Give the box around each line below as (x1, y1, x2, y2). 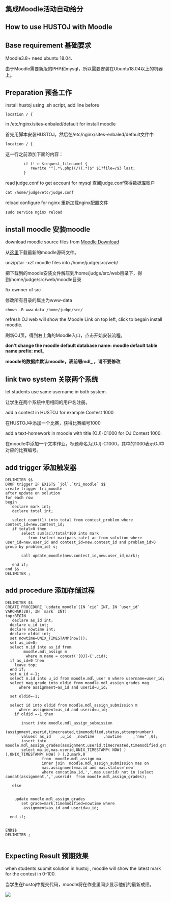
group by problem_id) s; (5, 544, 58, 549)
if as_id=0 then (10, 658, 44, 663)
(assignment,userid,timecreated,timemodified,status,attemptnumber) (5, 729, 154, 735)
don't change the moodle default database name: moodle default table (5, 342, 158, 348)
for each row (5, 495, 33, 500)
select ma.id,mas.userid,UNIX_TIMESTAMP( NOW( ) (21, 747, 126, 753)
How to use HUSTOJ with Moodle (5, 22, 113, 31)
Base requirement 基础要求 (5, 41, 92, 50)
